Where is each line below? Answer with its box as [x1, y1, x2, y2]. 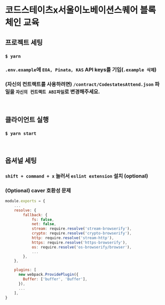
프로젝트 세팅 [5, 38, 43, 47]
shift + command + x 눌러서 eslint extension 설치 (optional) [5, 172, 149, 179]
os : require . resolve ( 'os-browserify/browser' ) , [31, 244, 132, 249]
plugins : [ [14, 267, 37, 273]
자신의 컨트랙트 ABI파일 [15, 89, 64, 95]
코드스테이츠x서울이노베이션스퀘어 [5, 4, 138, 16]
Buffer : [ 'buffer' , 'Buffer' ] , [23, 277, 88, 282]
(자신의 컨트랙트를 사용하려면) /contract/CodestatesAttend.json [5, 81, 154, 88]
